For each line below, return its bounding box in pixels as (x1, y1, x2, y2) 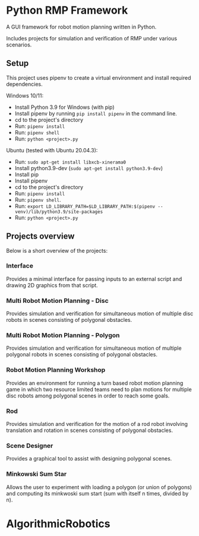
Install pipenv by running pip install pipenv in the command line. (14, 109, 177, 117)
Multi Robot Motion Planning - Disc (6, 296, 109, 305)
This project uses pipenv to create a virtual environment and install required (6, 74, 191, 81)
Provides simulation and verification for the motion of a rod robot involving (6, 421, 188, 428)
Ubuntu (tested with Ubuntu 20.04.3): (6, 146, 98, 153)
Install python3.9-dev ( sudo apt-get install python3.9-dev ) (14, 164, 163, 171)
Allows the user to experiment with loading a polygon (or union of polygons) (6, 483, 192, 491)
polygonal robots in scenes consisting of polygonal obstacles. (6, 351, 157, 358)
